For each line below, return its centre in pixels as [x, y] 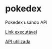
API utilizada [18, 41]
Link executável [21, 32]
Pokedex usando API [26, 22]
